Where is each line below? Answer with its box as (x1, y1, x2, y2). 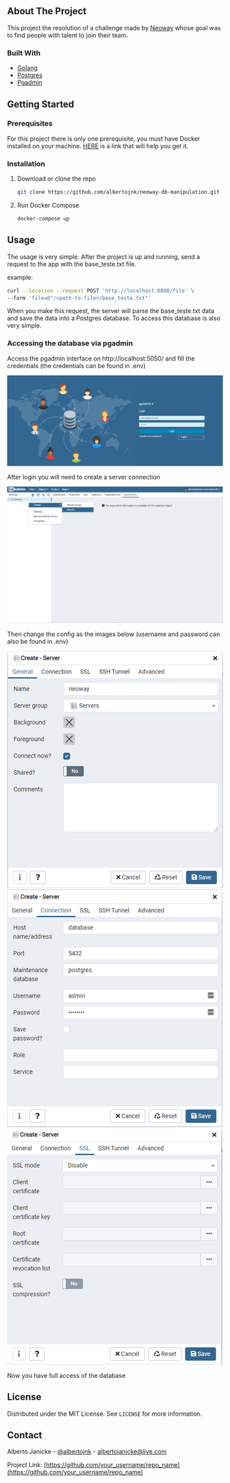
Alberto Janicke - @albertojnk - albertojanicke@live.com (7, 1447, 167, 1456)
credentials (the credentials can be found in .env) (7, 361, 146, 370)
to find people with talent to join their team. (7, 31, 129, 39)
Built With (7, 48, 41, 58)
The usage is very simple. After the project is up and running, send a (7, 252, 201, 260)
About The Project (7, 5, 87, 17)
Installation (7, 159, 46, 168)
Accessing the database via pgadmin (7, 339, 133, 348)
